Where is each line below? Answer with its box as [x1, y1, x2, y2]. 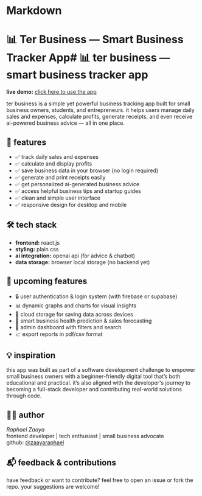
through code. [6, 392, 42, 399]
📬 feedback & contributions [6, 457, 117, 467]
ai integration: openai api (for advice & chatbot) [15, 252, 136, 259]
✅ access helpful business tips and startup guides [15, 187, 141, 195]
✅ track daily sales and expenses [15, 153, 99, 160]
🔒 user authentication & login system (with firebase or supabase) [15, 293, 178, 300]
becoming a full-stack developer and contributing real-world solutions [6, 386, 183, 393]
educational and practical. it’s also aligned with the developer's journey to [6, 379, 191, 386]
